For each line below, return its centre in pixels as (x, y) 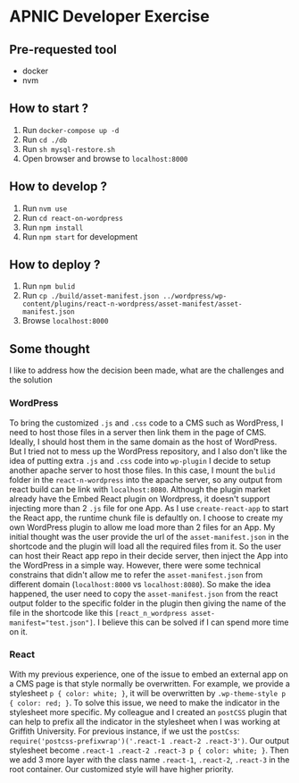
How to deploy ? (55, 265)
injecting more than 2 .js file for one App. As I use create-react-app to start (149, 508)
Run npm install (53, 227)
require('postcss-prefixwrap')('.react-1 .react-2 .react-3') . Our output (149, 740)
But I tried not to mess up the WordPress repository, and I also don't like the (148, 451)
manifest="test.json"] (51, 623)
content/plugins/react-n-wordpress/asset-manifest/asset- (132, 304)
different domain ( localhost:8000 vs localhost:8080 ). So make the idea (140, 584)
